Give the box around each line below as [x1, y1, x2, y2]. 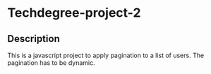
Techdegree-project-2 [7, 5, 141, 21]
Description [7, 33, 60, 45]
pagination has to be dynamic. [7, 59, 95, 67]
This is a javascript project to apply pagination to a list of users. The [7, 51, 205, 59]
